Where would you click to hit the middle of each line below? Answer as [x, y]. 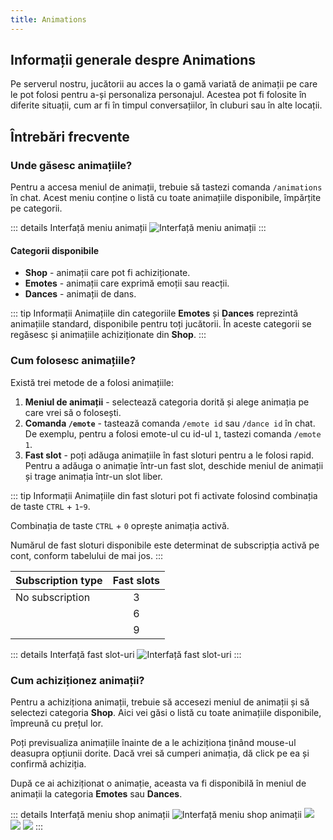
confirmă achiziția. [48, 763]
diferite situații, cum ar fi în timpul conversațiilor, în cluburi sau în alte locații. [166, 105]
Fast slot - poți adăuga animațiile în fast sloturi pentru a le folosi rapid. [169, 455]
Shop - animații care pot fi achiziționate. [107, 273]
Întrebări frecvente [70, 136]
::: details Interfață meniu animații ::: [138, 228]
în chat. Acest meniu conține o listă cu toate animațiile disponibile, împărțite [166, 198]
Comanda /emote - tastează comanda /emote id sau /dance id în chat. [170, 423]
